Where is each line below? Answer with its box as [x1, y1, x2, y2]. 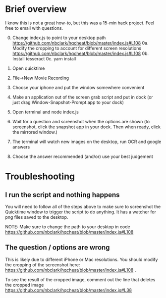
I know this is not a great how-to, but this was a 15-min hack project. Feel [5, 20, 155, 26]
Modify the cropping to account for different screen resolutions [12, 45, 142, 51]
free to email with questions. [5, 25, 63, 31]
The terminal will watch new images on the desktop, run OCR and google [12, 139, 162, 145]
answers [12, 144, 30, 149]
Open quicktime [12, 65, 45, 71]
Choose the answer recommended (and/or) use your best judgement [12, 153, 154, 159]
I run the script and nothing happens [5, 191, 120, 199]
